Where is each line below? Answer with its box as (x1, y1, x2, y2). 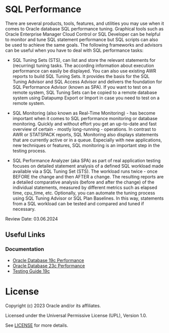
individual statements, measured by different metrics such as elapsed (12, 184, 157, 191)
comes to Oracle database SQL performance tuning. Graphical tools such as (5, 25, 164, 31)
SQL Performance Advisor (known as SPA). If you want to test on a (12, 84, 151, 90)
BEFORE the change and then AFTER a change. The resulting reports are (12, 173, 164, 179)
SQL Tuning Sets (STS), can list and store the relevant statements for (12, 57, 156, 63)
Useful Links (5, 231, 45, 239)
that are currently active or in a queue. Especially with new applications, (12, 137, 162, 143)
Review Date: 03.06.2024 (5, 215, 58, 221)
